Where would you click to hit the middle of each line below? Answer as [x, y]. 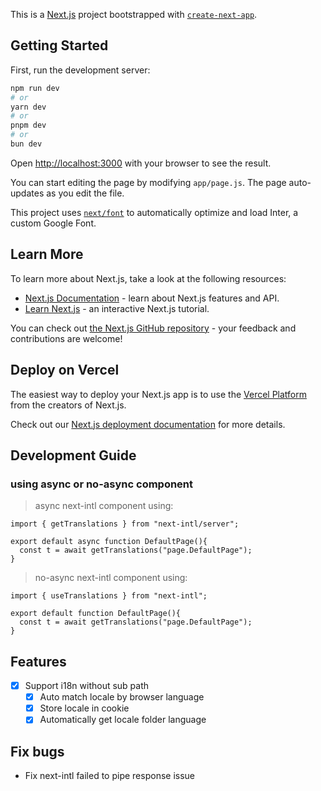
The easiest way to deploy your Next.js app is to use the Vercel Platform [159, 394]
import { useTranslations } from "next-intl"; [109, 596]
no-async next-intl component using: [111, 578]
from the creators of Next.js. [68, 405]
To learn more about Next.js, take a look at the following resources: [148, 278]
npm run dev [35, 88]
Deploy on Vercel [65, 370]
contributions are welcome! [66, 338]
